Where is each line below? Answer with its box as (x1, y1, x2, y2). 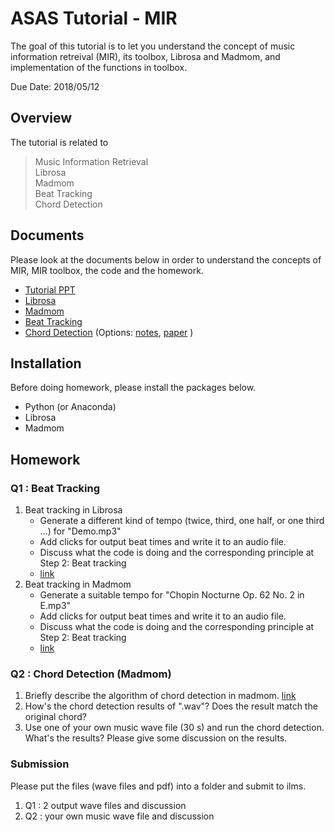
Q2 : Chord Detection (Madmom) (10, 667, 172, 681)
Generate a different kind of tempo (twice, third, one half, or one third (39, 515, 325, 527)
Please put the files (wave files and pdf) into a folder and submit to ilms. (10, 780, 307, 792)
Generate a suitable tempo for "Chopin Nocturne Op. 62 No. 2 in (39, 589, 305, 601)
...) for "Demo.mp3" (39, 525, 122, 537)
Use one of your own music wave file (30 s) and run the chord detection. (24, 722, 325, 734)
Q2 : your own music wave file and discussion (24, 810, 215, 822)
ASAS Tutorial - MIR (10, 7, 178, 30)
